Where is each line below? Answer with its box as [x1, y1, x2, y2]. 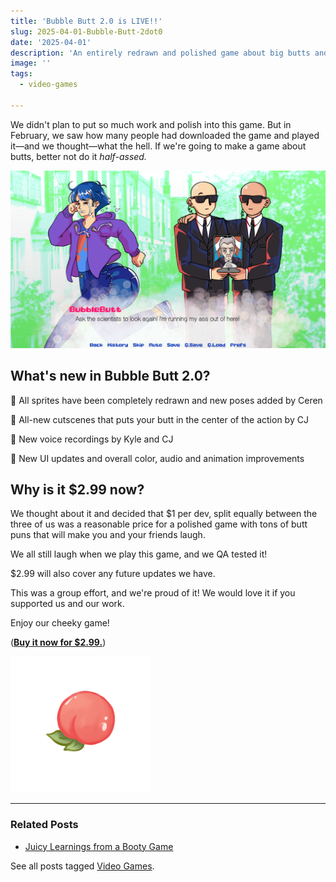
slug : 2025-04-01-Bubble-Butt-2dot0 [10, 26, 163, 37]
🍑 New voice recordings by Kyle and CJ [10, 433, 174, 445]
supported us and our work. [10, 598, 125, 610]
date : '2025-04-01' [10, 37, 92, 47]
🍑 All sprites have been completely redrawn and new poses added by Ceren [10, 394, 323, 406]
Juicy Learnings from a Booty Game [24, 840, 174, 852]
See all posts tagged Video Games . [10, 860, 155, 872]
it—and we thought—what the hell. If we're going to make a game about [10, 140, 307, 152]
